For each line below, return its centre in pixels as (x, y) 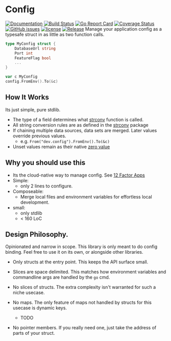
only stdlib (31, 213)
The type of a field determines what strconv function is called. (78, 119)
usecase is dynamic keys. (40, 308)
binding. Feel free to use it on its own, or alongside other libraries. (74, 252)
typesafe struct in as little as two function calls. (55, 34)
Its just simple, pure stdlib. (33, 109)
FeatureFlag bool (33, 58)
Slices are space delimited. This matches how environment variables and (89, 272)
